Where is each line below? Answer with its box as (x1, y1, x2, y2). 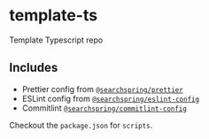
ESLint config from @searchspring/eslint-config (21, 93, 200, 104)
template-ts (9, 5, 98, 26)
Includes (9, 60, 58, 75)
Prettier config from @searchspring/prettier (21, 83, 183, 94)
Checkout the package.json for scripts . (9, 120, 153, 130)
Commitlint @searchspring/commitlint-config (21, 103, 188, 113)
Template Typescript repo (9, 35, 104, 45)
